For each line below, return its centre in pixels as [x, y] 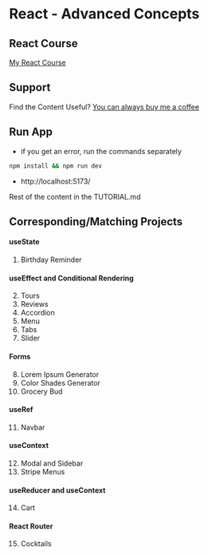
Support [30, 87]
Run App [31, 132]
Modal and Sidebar [52, 463]
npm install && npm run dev [56, 166]
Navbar [33, 427]
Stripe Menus [43, 471]
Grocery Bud [41, 391]
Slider [30, 338]
